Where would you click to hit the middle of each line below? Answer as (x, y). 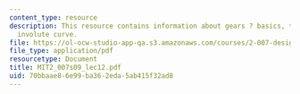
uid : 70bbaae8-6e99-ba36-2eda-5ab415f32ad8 (92, 76)
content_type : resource (54, 17)
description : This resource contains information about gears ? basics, (147, 26)
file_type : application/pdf (62, 51)
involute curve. (47, 34)
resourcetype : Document (54, 59)
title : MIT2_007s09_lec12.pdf (66, 68)
